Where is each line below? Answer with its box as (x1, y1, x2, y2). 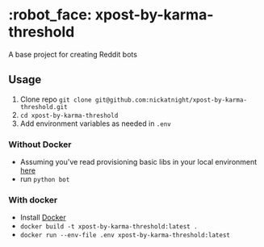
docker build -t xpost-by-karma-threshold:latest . (19, 223, 198, 231)
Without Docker (8, 139, 72, 150)
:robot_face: (8, 6, 93, 24)
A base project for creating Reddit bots (8, 49, 137, 59)
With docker (8, 194, 58, 205)
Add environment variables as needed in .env (19, 119, 171, 128)
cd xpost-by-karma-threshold (19, 111, 119, 119)
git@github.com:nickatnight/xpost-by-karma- (94, 95, 248, 104)
